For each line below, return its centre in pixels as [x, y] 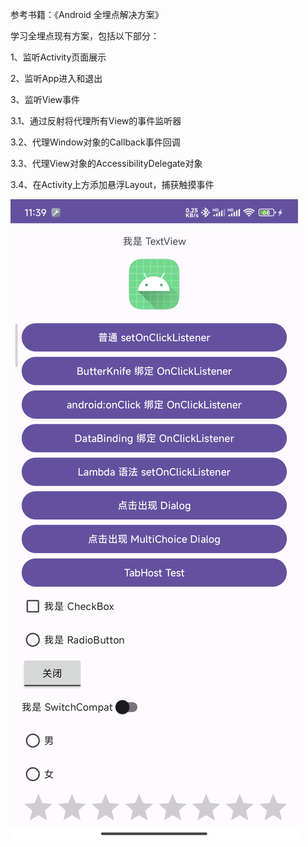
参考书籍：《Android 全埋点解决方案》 [87, 14]
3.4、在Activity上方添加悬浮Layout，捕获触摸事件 [112, 184]
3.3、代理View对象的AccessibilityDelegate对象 [106, 163]
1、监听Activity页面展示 [58, 57]
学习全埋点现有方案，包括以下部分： [85, 36]
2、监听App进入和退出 [56, 78]
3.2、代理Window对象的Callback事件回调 [95, 142]
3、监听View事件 [45, 99]
